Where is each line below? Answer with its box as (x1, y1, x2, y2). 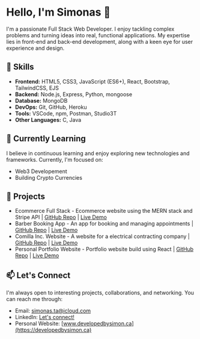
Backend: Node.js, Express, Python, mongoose (14, 90, 133, 98)
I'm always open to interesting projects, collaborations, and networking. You (6, 289, 194, 296)
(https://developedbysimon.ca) (14, 326, 92, 334)
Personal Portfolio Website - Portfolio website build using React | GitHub (14, 246, 194, 253)
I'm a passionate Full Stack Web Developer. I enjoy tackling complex (6, 25, 175, 32)
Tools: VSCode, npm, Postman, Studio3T (14, 109, 117, 117)
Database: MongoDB (14, 97, 68, 104)
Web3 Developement (14, 168, 67, 175)
